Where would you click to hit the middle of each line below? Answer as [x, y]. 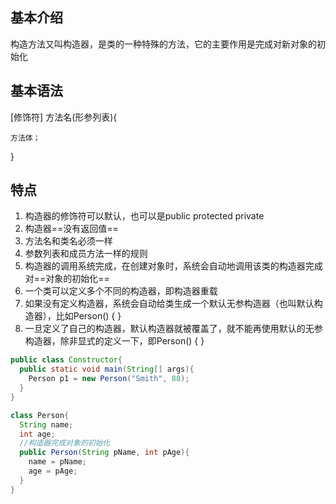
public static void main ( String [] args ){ [107, 369]
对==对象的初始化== [67, 279]
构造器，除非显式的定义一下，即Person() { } [114, 341]
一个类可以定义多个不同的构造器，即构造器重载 [121, 291]
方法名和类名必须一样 [68, 241]
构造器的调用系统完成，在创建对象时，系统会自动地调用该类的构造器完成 [173, 266]
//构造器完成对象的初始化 [65, 443]
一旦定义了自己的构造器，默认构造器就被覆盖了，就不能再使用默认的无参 [173, 329]
